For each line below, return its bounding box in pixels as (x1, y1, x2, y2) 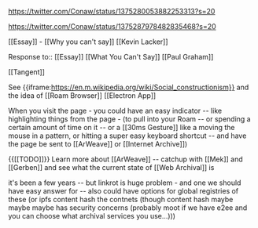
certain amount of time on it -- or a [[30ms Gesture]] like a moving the (8, 123, 235, 132)
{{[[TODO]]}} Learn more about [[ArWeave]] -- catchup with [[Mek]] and (8, 154, 244, 164)
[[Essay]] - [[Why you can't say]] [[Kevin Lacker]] (8, 37, 168, 46)
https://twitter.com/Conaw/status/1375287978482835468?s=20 (8, 22, 216, 31)
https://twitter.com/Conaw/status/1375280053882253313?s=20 (8, 7, 216, 16)
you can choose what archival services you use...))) (8, 212, 175, 220)
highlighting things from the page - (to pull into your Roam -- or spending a (8, 114, 251, 124)
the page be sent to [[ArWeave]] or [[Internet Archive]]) (8, 139, 188, 148)
